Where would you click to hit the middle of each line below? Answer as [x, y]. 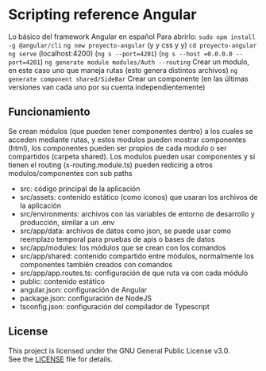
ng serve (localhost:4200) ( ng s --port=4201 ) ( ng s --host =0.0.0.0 [120, 53]
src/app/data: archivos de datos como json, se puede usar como [125, 231]
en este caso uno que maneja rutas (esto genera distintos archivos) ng [123, 70]
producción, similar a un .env [67, 222]
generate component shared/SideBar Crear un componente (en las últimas [128, 78]
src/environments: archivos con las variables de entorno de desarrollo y [137, 214]
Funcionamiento [49, 112]
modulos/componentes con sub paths [70, 173]
